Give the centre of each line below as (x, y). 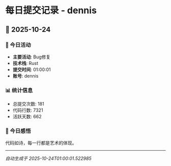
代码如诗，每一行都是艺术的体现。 (41, 143)
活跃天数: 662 (27, 117)
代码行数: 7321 (28, 110)
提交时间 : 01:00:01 (32, 70)
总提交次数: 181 (28, 104)
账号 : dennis (25, 76)
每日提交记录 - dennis (51, 10)
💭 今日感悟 (18, 131)
